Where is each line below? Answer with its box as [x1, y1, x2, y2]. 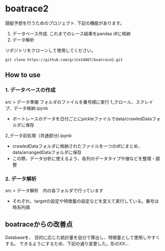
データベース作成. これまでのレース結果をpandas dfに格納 [12, 30, 131, 36]
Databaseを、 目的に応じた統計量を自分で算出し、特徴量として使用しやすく [5, 234, 160, 240]
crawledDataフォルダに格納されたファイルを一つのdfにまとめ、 [12, 143, 143, 149]
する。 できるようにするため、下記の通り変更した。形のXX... [5, 241, 129, 247]
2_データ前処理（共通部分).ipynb [5, 132, 72, 138]
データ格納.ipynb [13, 105, 49, 111]
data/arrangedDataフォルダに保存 [12, 149, 82, 155]
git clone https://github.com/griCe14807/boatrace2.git [5, 57, 123, 62]
